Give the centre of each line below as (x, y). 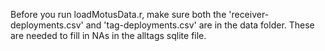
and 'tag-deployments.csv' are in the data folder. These (200, 25)
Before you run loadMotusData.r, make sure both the (118, 14)
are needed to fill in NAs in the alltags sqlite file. (108, 35)
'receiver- (249, 14)
